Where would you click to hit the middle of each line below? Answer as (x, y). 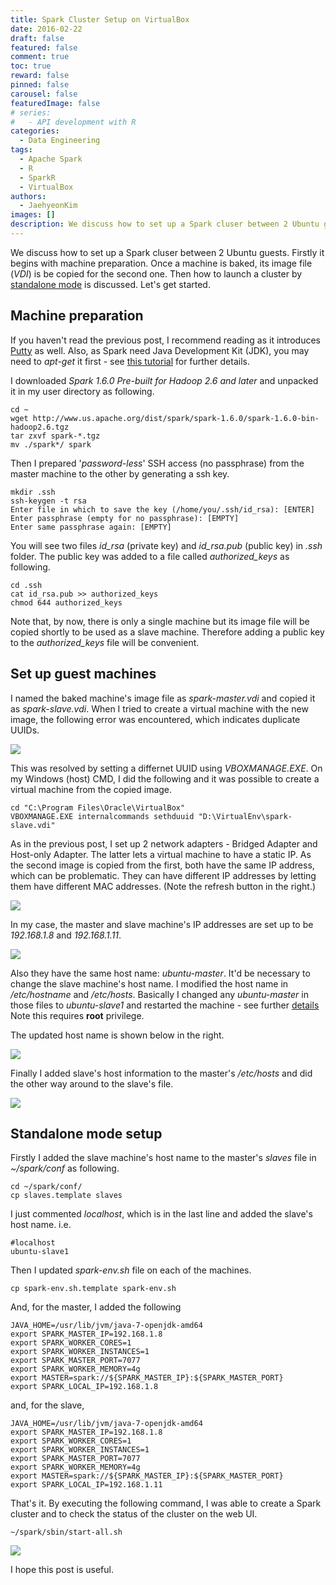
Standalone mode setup (86, 1133)
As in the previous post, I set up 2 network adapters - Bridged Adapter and (164, 843)
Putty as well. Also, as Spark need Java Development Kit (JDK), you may (160, 350)
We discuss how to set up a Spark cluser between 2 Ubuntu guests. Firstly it (167, 252)
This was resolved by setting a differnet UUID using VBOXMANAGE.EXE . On (166, 768)
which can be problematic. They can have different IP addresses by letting (163, 875)
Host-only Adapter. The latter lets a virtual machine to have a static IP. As (161, 854)
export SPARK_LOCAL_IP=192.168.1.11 (86, 1485)
